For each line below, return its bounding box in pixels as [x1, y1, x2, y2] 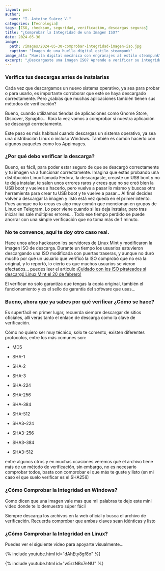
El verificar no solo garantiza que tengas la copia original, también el [5, 281, 143, 287]
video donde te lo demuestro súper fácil [5, 503, 86, 509]
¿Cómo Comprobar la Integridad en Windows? [5, 487, 118, 494]
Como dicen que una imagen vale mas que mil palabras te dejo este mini [5, 498, 152, 504]
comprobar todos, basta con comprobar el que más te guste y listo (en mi [5, 469, 154, 475]
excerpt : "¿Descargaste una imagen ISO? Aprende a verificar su [5, 58, 139, 63]
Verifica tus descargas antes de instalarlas [5, 74, 110, 81]
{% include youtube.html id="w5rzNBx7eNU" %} [5, 561, 104, 567]
